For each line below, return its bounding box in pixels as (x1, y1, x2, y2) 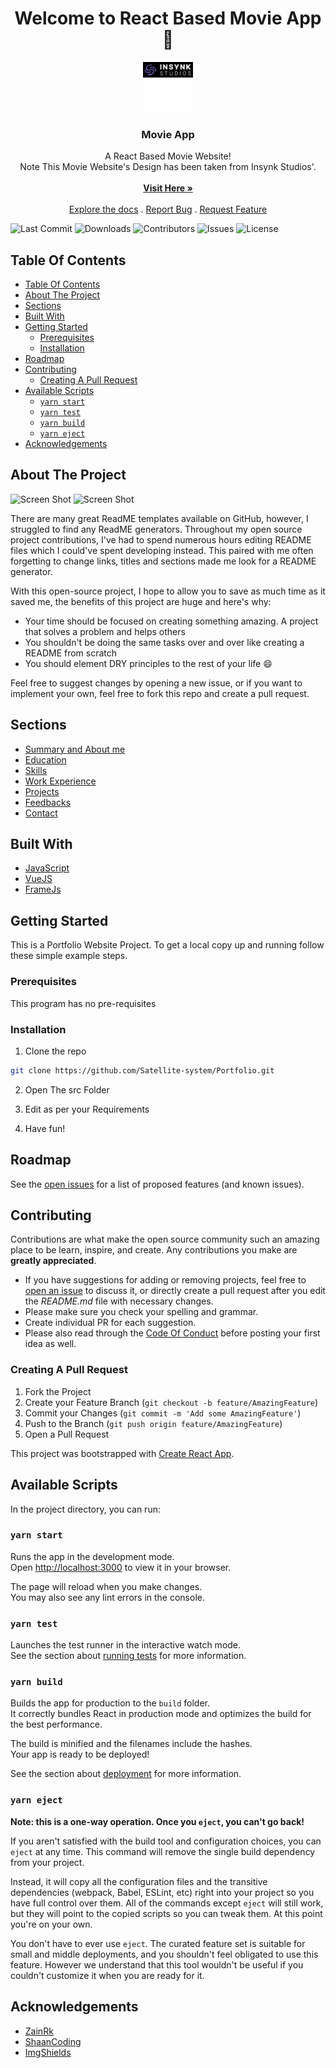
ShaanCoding (24, 2035, 82, 2047)
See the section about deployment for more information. (10, 1768, 242, 1780)
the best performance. (10, 1718, 103, 1731)
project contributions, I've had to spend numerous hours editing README (10, 533, 312, 546)
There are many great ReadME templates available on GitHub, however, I (10, 512, 309, 524)
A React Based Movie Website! (104, 150, 232, 162)
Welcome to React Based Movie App (14, 7, 322, 30)
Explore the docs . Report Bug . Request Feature (68, 203, 268, 216)
